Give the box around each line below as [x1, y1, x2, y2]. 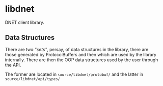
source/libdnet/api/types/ [5, 76, 60, 81]
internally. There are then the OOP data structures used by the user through [5, 57, 158, 63]
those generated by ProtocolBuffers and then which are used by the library [5, 52, 157, 57]
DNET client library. [5, 19, 45, 25]
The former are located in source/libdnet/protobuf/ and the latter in [5, 71, 143, 77]
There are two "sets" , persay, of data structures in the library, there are [5, 46, 149, 52]
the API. [5, 62, 21, 68]
